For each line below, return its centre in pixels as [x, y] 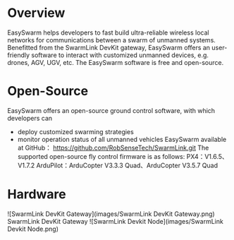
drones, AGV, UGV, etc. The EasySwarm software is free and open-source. [116, 62]
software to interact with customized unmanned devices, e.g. [120, 55]
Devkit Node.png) [33, 229]
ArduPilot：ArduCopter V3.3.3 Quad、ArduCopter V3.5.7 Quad [127, 165]
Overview [36, 13]
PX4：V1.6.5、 [208, 156]
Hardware [37, 194]
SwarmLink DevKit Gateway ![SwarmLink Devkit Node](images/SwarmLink [115, 221]
